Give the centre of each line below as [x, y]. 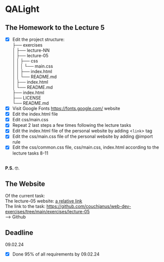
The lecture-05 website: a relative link [44, 201]
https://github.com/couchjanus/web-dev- [89, 206]
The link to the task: [25, 206]
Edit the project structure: [38, 39]
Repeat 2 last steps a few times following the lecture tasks [72, 125]
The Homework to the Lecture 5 [55, 28]
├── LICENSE [27, 98]
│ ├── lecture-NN [31, 50]
